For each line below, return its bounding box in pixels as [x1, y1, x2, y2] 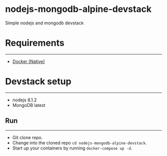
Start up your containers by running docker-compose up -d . [12, 145, 133, 151]
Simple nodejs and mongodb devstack [5, 20, 84, 26]
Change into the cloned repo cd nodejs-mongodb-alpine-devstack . [12, 140, 147, 146]
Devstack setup [5, 76, 72, 87]
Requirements [5, 37, 65, 49]
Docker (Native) [12, 58, 45, 64]
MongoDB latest [12, 102, 46, 108]
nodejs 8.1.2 [12, 97, 37, 103]
